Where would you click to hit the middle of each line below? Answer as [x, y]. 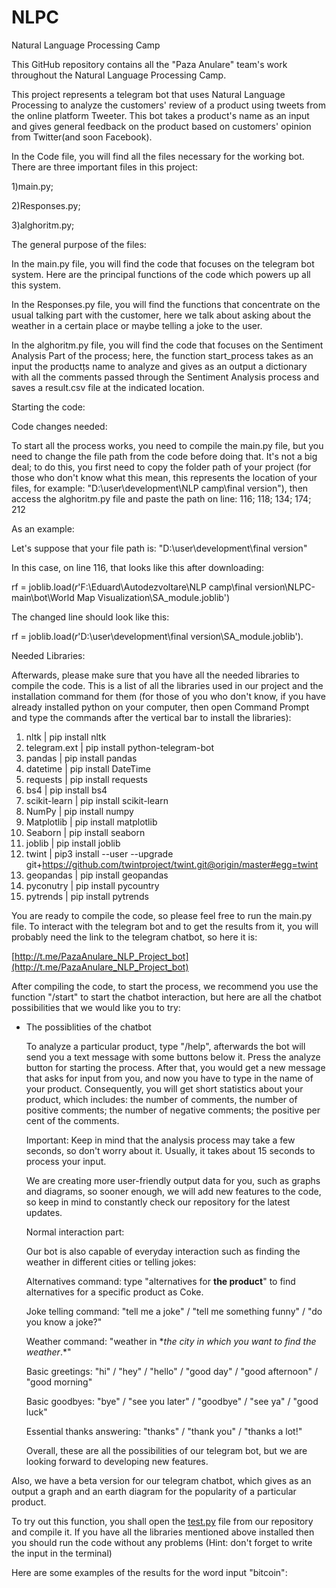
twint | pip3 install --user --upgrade [99, 853]
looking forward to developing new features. [117, 1461]
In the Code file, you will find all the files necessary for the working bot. [158, 156]
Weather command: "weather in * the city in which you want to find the [171, 1341]
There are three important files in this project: [104, 167]
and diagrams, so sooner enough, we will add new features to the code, [173, 1191]
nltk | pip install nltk [66, 737]
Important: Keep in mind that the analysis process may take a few [160, 1140]
